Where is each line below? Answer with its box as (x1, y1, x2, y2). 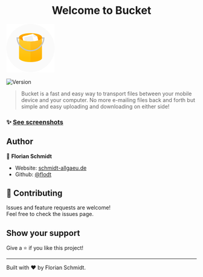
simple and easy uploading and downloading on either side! (21, 103, 170, 110)
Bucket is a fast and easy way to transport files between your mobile (21, 90, 192, 97)
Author (6, 136, 33, 147)
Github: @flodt (14, 170, 52, 178)
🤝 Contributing (6, 188, 63, 199)
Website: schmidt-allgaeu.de (14, 164, 87, 171)
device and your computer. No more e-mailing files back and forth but (21, 96, 195, 103)
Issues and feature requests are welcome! (6, 204, 111, 211)
